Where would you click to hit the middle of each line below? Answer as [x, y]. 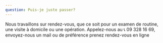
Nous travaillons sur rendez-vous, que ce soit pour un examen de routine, [82, 24]
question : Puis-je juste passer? [40, 10]
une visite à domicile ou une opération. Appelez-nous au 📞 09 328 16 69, [80, 29]
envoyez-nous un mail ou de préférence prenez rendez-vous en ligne [77, 35]
